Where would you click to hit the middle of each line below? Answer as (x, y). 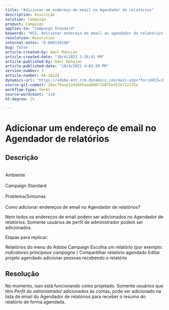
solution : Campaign (26, 19)
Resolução (22, 273)
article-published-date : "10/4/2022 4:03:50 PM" (57, 66)
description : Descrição (30, 15)
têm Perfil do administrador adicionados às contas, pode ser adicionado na (83, 291)
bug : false (17, 47)
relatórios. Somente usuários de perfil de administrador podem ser (74, 222)
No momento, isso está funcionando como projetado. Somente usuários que (84, 286)
